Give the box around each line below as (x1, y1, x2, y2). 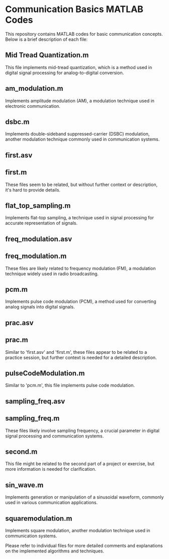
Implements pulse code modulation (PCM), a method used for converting (5, 298, 156, 304)
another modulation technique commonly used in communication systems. (5, 136, 160, 142)
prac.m (5, 336, 29, 344)
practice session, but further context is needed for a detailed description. (5, 354, 157, 360)
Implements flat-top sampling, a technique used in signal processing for (5, 215, 154, 221)
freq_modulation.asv (5, 234, 72, 243)
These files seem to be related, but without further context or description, (5, 181, 157, 188)
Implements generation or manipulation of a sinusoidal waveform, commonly (5, 494, 164, 500)
